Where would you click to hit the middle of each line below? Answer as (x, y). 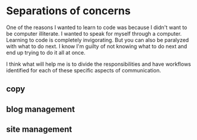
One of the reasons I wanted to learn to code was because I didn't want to (97, 27)
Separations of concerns (69, 11)
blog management (41, 109)
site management (39, 130)
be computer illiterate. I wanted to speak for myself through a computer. (94, 33)
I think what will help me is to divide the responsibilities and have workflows (99, 64)
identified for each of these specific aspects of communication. (84, 70)
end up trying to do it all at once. (46, 52)
